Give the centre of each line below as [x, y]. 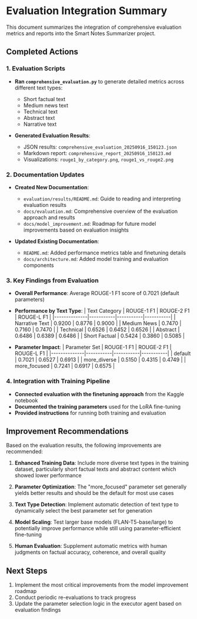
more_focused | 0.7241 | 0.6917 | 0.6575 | [65, 366]
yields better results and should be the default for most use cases [94, 493]
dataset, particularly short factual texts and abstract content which [95, 469]
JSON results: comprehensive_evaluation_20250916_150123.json [100, 147]
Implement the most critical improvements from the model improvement [101, 585]
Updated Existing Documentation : [57, 241]
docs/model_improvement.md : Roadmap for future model [90, 223]
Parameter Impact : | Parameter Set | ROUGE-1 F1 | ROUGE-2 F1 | [93, 347]
